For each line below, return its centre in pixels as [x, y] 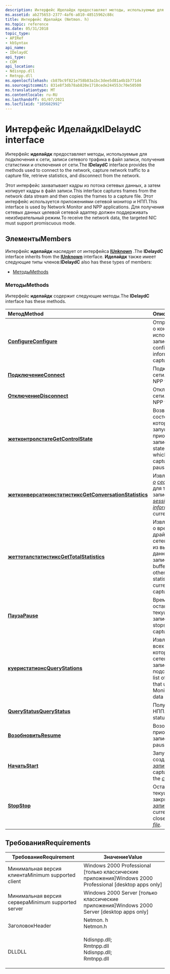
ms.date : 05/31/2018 [27, 29]
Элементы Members [38, 239]
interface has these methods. [36, 302]
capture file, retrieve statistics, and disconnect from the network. [73, 176]
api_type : [16, 57]
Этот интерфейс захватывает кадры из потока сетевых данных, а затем [83, 185]
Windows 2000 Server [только [120, 892]
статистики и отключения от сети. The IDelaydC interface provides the [80, 165]
